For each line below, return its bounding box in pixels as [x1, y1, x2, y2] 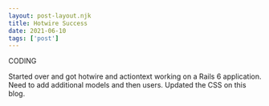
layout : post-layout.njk [8, 11, 92, 20]
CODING [8, 56, 37, 66]
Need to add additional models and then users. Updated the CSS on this [8, 80, 247, 90]
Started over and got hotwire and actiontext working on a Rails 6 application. [8, 71, 262, 81]
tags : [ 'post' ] [8, 34, 59, 43]
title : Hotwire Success [8, 19, 88, 27]
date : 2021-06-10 [8, 26, 67, 35]
